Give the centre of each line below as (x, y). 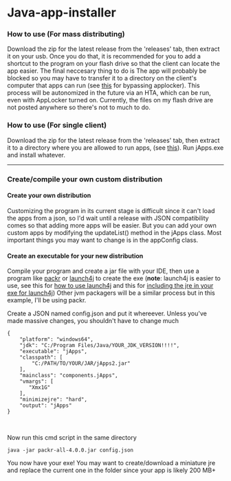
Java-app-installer (62, 13)
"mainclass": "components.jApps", (69, 376)
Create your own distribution (49, 195)
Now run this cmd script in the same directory (72, 438)
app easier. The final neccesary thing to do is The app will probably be (107, 71)
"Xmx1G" (40, 388)
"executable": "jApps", (54, 352)
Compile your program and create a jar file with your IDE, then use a (103, 271)
